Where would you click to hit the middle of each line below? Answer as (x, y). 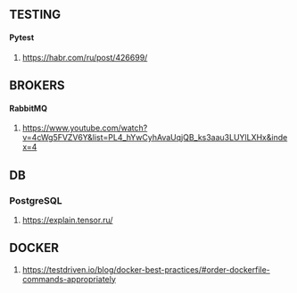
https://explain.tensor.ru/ (67, 220)
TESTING (35, 15)
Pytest (22, 37)
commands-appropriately (69, 279)
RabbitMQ (28, 108)
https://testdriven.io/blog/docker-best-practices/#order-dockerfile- (146, 269)
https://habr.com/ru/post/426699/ (85, 57)
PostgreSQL (36, 200)
